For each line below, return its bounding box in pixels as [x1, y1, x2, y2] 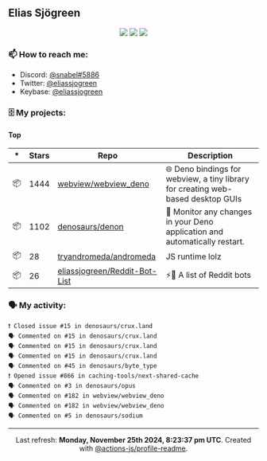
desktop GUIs [190, 193, 242, 205]
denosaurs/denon [57, 221, 125, 232]
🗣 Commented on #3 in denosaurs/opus [8, 381, 137, 389]
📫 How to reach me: [8, 49, 89, 60]
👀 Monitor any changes [165, 206, 253, 217]
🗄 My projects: [8, 107, 66, 119]
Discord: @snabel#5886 [19, 70, 100, 80]
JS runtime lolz [165, 251, 222, 262]
